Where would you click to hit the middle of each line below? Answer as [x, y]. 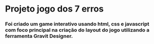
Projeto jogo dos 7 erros [55, 9]
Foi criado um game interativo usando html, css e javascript [77, 24]
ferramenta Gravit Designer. [39, 36]
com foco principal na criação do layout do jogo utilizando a [77, 30]
